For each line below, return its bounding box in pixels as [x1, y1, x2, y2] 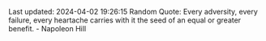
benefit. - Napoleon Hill [8, 24, 87, 33]
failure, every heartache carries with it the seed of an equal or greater [8, 15, 242, 25]
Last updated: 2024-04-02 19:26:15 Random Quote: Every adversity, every [8, 7, 258, 16]
